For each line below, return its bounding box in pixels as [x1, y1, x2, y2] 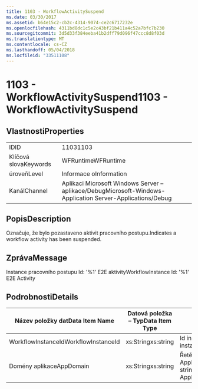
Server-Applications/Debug [94, 194, 172, 202]
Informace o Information [61, 169, 127, 177]
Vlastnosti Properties [6, 126, 84, 136]
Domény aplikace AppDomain [9, 362, 90, 370]
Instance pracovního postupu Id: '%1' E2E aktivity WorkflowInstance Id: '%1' [6, 269, 190, 276]
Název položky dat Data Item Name [14, 317, 115, 325]
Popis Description [6, 214, 71, 224]
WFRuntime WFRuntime [61, 156, 126, 164]
